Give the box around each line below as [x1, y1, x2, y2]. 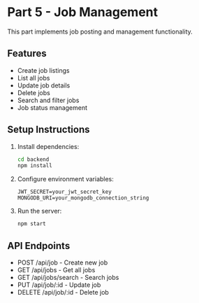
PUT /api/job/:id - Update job [17, 281, 101, 289]
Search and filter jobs [17, 96, 80, 104]
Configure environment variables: [17, 175, 114, 183]
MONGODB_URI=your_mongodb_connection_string [17, 195, 149, 202]
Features [7, 48, 47, 59]
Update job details [17, 81, 71, 90]
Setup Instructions [7, 124, 90, 136]
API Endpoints [7, 239, 71, 252]
